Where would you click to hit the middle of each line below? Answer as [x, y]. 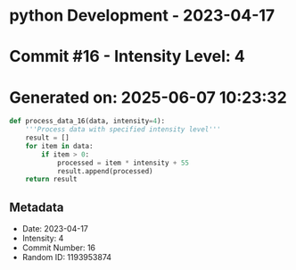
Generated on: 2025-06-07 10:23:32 [148, 97]
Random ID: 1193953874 [67, 257]
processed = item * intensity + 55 [123, 163]
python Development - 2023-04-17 [142, 16]
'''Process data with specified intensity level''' [123, 130]
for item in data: [59, 146]
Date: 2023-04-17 [55, 229]
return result [51, 180]
